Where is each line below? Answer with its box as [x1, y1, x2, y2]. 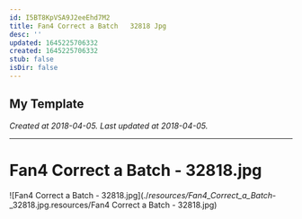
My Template [9, 96, 84, 112]
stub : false [9, 55, 54, 64]
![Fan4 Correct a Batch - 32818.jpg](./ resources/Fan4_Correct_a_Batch [9, 189, 272, 200]
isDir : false [9, 64, 58, 73]
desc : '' [9, 30, 42, 39]
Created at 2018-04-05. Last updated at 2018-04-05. [9, 120, 209, 131]
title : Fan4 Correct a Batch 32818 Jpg [9, 22, 167, 31]
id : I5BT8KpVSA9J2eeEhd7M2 [9, 13, 111, 22]
